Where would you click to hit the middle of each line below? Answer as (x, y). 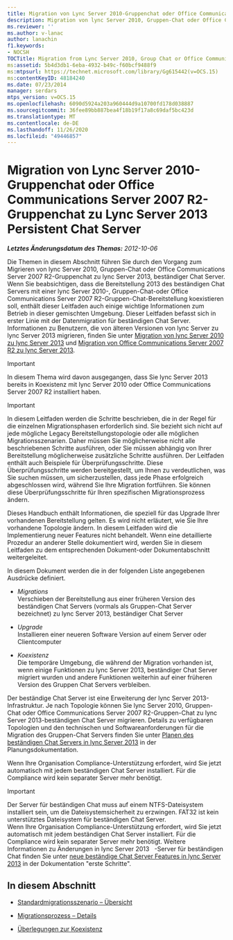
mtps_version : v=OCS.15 (42, 98)
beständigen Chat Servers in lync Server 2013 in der (82, 742)
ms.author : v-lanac (35, 33)
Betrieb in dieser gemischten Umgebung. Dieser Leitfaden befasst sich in (112, 313)
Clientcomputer (40, 642)
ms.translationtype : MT (42, 116)
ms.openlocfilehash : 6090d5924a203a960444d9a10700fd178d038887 (101, 104)
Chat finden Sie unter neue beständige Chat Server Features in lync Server (114, 856)
